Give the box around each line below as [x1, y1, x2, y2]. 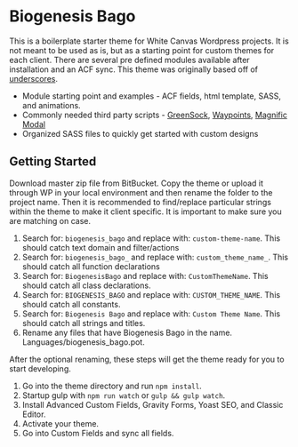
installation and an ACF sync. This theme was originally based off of [9, 64, 258, 75]
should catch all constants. [21, 299, 121, 309]
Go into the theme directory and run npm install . [21, 380, 202, 391]
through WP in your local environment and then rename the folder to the [9, 187, 273, 197]
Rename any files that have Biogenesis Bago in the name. [21, 327, 233, 338]
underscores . [9, 73, 58, 84]
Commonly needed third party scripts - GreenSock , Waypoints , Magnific [21, 109, 287, 120]
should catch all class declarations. [21, 280, 151, 291]
